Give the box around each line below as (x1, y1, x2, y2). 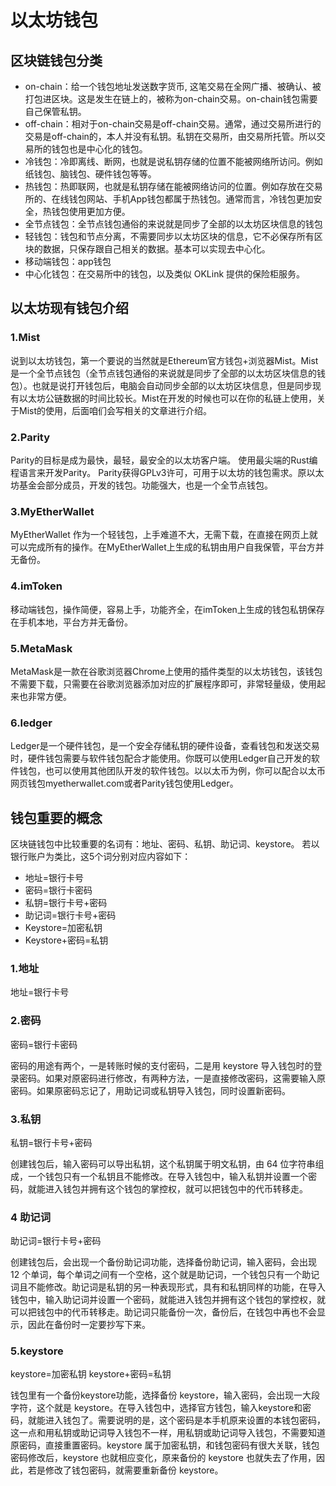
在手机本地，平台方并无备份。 (10, 616, 133, 628)
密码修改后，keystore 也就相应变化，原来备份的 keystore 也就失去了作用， (10, 1452, 317, 1464)
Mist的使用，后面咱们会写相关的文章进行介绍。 (18, 404, 213, 416)
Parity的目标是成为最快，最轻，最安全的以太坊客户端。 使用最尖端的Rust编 (10, 454, 318, 466)
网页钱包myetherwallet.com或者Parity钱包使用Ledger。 (10, 777, 239, 790)
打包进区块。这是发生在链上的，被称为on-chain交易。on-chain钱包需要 (24, 93, 318, 105)
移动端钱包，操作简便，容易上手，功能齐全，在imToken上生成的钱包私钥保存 (10, 603, 325, 615)
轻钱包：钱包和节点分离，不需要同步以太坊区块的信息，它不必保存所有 (24, 231, 315, 242)
